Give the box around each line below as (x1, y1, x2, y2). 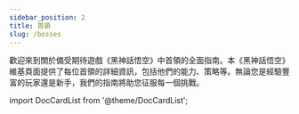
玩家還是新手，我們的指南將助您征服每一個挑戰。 (24, 77, 205, 88)
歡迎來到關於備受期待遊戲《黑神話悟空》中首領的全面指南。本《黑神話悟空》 (9, 55, 290, 66)
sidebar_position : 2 (9, 12, 86, 22)
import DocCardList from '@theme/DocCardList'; (9, 95, 189, 106)
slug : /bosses (9, 29, 62, 38)
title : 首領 (9, 21, 51, 30)
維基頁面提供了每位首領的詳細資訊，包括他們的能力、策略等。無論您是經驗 (9, 66, 282, 77)
